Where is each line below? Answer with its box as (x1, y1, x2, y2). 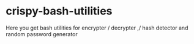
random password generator (6, 30, 78, 37)
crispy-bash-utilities (6, 4, 113, 18)
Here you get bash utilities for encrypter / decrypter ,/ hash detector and (6, 24, 188, 31)
